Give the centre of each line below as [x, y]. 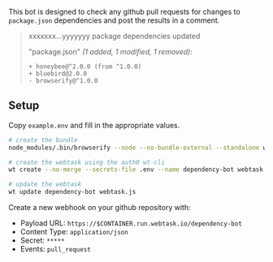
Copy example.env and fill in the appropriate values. [94, 125]
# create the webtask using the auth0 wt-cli [87, 162]
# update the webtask [45, 185]
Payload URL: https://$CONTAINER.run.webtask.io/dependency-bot [131, 223]
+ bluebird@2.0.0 [58, 74]
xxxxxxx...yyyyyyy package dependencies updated [114, 36]
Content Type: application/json [74, 232]
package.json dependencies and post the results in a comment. [114, 20]
